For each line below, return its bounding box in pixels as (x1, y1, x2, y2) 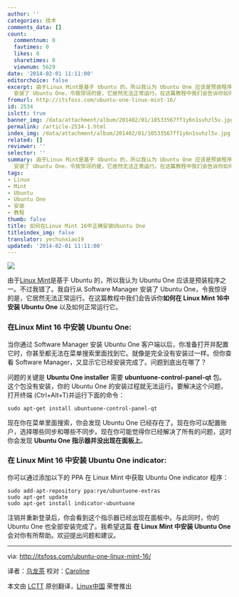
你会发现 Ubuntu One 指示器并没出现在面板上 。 (7, 436, 147, 445)
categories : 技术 (7, 17, 57, 24)
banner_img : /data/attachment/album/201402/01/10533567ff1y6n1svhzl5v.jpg (7, 116, 234, 123)
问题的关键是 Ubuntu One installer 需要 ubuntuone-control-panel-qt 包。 (7, 373, 226, 381)
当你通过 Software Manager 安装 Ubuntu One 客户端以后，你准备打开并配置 (7, 340, 229, 348)
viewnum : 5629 (14, 63, 55, 71)
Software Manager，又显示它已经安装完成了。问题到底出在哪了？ (15, 358, 207, 366)
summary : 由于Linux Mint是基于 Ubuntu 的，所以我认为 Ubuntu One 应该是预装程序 (7, 156, 233, 164)
